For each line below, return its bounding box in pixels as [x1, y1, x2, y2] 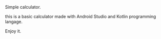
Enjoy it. [5, 28, 21, 34]
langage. [5, 19, 23, 24]
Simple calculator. [5, 4, 41, 10]
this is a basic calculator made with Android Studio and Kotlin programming [5, 14, 156, 19]
